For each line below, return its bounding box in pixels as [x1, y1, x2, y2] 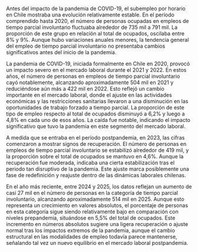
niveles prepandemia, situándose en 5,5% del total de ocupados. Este [6, 214, 176, 221]
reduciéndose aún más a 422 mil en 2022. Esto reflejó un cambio [6, 85, 165, 92]
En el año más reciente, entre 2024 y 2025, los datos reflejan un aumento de [6, 183, 193, 190]
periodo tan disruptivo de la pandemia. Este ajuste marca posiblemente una [6, 165, 190, 173]
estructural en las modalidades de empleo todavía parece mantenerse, [6, 233, 178, 240]
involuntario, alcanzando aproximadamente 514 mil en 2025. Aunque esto [6, 195, 184, 203]
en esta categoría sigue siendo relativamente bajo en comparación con [6, 208, 179, 215]
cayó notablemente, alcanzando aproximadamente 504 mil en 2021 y [6, 79, 174, 86]
